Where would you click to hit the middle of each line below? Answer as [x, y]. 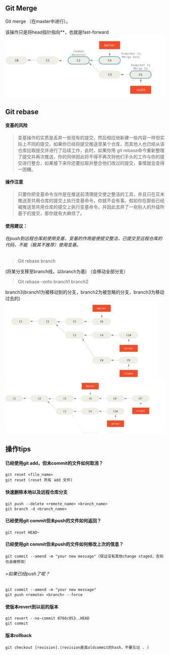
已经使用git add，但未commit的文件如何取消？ [54, 463]
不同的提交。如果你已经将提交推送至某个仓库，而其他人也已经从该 [96, 144]
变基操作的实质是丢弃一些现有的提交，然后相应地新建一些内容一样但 [89, 137]
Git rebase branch [37, 261]
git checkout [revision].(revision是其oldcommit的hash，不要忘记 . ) [77, 647]
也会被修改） [17, 562]
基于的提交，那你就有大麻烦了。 [51, 213]
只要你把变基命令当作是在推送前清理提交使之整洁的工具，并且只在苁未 [91, 194]
